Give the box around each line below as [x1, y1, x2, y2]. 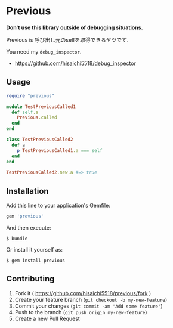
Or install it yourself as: [6, 246, 63, 253]
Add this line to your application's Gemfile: [6, 202, 110, 209]
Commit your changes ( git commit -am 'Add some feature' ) [14, 302, 163, 310]
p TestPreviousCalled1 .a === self [17, 147, 103, 153]
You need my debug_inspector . [6, 48, 82, 55]
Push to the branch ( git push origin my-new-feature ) [14, 308, 147, 315]
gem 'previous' [6, 213, 44, 219]
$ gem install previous [6, 258, 66, 264]
